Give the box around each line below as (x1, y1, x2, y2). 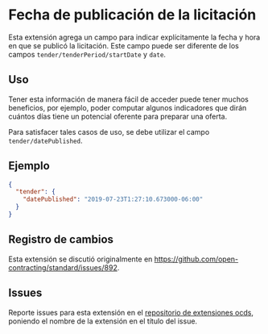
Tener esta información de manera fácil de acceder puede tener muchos (8, 94, 249, 104)
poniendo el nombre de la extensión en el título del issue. (8, 316, 198, 326)
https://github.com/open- (154, 254, 239, 264)
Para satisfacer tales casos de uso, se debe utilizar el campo (8, 127, 210, 136)
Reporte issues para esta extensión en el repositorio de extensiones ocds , (8, 307, 254, 317)
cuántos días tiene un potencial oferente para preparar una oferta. (8, 111, 228, 121)
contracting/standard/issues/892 (8, 262, 118, 272)
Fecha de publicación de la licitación (8, 6, 257, 24)
